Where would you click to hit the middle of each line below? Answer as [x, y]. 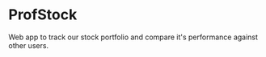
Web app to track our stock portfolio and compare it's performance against [133, 37]
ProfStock [43, 15]
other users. [29, 45]
